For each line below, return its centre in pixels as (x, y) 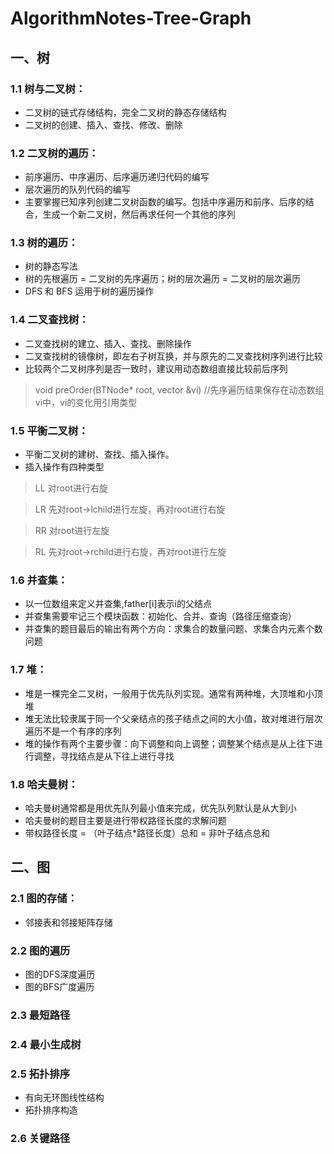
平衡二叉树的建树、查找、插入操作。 (99, 454)
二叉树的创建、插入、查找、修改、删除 (103, 124)
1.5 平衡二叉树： (49, 430)
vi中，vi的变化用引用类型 (86, 402)
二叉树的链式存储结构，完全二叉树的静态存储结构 (125, 112)
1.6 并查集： (39, 580)
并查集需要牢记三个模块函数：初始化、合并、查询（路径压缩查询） (160, 616)
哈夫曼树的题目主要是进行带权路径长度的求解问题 (125, 820)
